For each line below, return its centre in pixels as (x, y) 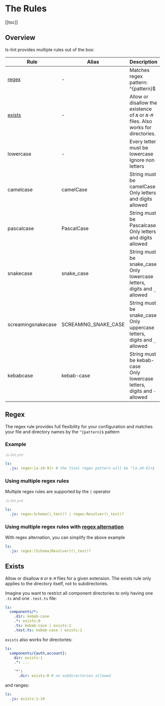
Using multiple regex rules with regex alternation (65, 527)
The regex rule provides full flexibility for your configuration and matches (79, 426)
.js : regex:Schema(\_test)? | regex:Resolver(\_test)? (67, 514)
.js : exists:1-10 (27, 699)
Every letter (143, 141)
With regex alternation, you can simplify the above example (65, 537)
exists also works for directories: (39, 639)
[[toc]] (12, 22)
